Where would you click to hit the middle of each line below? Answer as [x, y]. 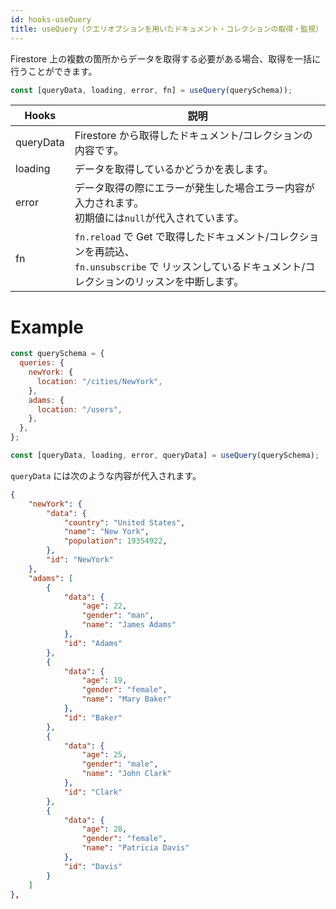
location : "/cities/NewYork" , [99, 381]
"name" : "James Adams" [129, 625]
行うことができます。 [54, 71]
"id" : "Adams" [93, 643]
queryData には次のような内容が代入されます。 [106, 475]
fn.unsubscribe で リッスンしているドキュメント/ [190, 267]
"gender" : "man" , [118, 616]
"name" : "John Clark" [126, 774]
